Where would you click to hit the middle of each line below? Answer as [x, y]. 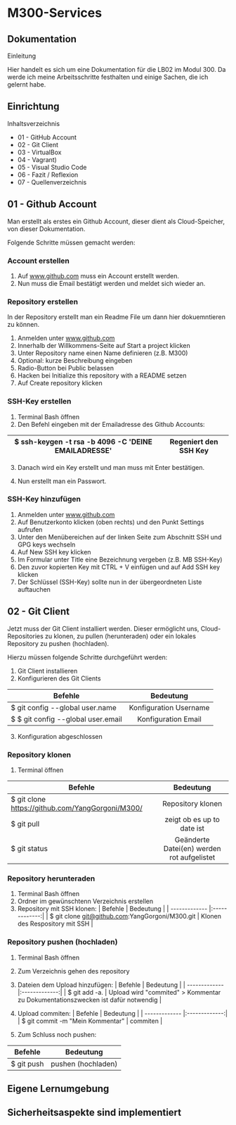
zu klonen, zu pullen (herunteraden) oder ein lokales [120, 636]
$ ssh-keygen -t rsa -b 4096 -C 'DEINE [83, 442]
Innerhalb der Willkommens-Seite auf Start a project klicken [104, 346]
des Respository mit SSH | [55, 924]
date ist [192, 828]
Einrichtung [33, 107]
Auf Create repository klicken [60, 383]
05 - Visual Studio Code [52, 167]
